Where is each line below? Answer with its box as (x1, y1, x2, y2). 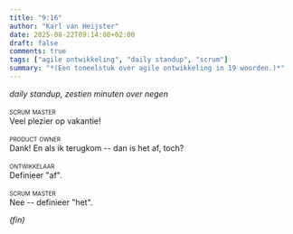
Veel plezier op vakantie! (9, 115, 101, 126)
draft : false (9, 38, 59, 48)
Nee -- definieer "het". (9, 196, 93, 208)
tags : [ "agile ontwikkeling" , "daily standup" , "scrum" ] (9, 55, 229, 64)
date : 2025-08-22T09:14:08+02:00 (9, 30, 136, 39)
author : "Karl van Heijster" (9, 22, 119, 31)
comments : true (9, 47, 67, 56)
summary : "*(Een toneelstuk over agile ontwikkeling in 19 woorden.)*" (9, 64, 285, 73)
